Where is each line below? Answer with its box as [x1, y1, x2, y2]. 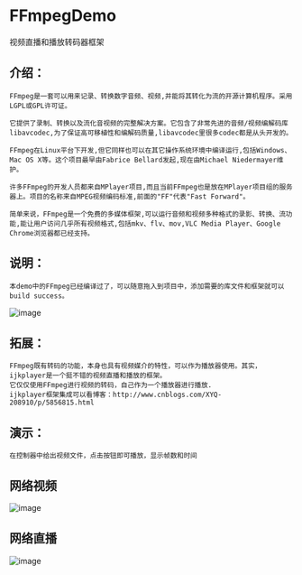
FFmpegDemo [9, 5, 117, 26]
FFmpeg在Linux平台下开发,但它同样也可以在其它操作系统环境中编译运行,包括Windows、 [9, 145, 291, 154]
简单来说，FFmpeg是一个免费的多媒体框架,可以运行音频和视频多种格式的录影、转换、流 [9, 209, 287, 218]
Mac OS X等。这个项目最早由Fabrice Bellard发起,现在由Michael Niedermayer [9, 155, 278, 164]
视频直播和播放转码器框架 [9, 36, 105, 47]
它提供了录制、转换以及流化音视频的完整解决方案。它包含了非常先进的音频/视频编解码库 [9, 118, 288, 127]
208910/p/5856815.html [9, 398, 95, 407]
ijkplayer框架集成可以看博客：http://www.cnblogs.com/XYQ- [9, 390, 223, 400]
